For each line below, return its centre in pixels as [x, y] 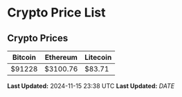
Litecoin [98, 57]
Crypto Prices [38, 38]
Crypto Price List [56, 13]
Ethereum [61, 57]
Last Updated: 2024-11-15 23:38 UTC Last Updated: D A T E [91, 86]
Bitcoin [24, 57]
